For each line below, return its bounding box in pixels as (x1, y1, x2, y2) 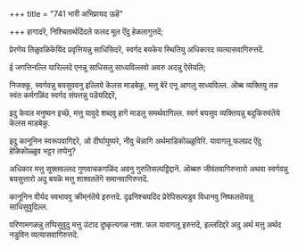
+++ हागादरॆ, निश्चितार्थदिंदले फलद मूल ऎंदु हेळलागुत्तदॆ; (9, 27, 164, 37)
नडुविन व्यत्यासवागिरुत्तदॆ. (9, 229, 79, 240)
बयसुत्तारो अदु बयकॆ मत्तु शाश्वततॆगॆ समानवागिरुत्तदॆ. (9, 174, 149, 184)
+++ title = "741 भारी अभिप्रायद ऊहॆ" (9, 9, 123, 19)
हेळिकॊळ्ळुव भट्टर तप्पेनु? (9, 145, 76, 156)
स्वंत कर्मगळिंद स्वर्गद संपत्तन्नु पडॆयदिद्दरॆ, (9, 90, 118, 100)
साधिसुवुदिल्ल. (9, 202, 49, 212)
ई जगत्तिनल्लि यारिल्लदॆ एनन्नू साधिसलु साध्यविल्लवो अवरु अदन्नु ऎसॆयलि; (9, 62, 207, 72)
